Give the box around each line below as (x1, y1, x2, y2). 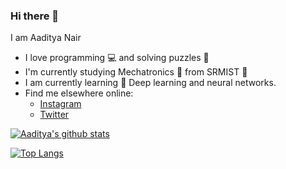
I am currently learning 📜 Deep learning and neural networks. (24, 77, 277, 89)
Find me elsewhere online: (24, 87, 134, 99)
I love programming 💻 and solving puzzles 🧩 (24, 52, 210, 64)
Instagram (39, 98, 82, 110)
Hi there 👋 (10, 9, 60, 23)
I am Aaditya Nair (10, 32, 82, 44)
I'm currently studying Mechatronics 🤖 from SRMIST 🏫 (24, 66, 248, 78)
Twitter (39, 109, 70, 121)
